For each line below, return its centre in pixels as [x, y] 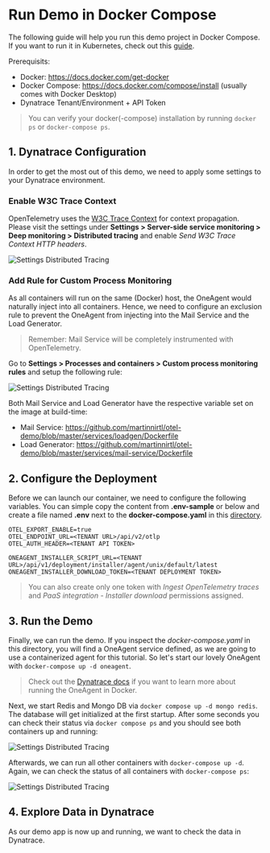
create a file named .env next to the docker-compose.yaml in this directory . [135, 515]
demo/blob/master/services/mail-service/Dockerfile [106, 453]
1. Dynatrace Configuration [77, 152]
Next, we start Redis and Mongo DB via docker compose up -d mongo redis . [133, 706]
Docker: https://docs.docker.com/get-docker [94, 77]
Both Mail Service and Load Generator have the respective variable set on [131, 404]
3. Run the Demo [51, 621]
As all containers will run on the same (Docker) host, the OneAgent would [130, 298]
